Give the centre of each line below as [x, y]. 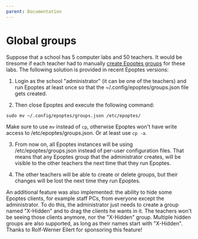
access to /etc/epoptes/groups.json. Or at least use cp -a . [77, 132]
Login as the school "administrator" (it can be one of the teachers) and [100, 81]
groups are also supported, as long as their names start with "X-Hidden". [94, 223]
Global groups [41, 40]
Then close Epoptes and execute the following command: [84, 105]
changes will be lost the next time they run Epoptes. [77, 181]
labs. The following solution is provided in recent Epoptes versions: [88, 69]
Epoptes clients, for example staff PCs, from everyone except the [85, 198]
